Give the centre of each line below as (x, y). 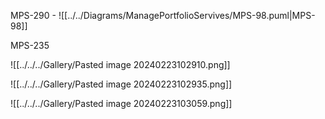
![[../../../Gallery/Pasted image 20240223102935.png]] (121, 84)
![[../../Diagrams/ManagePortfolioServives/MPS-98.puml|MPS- (187, 15)
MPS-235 (30, 45)
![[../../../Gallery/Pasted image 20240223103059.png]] (121, 103)
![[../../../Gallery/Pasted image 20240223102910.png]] (120, 64)
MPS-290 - (33, 15)
